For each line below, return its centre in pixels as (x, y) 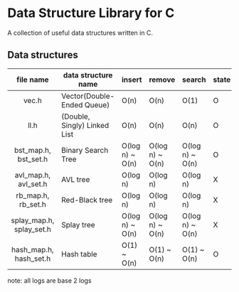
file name (33, 80)
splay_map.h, (33, 220)
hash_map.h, (33, 249)
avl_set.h (32, 184)
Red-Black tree (87, 200)
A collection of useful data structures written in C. (80, 33)
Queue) (97, 104)
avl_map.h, (33, 175)
